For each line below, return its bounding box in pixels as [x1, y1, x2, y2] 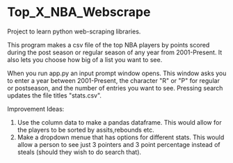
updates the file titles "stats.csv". [7, 91, 102, 100]
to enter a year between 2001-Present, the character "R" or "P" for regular [7, 76, 220, 84]
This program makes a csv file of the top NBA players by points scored [7, 40, 210, 49]
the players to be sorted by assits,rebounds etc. [17, 125, 154, 134]
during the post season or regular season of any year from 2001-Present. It [7, 48, 223, 56]
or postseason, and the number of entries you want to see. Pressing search [7, 84, 223, 92]
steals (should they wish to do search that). [17, 148, 141, 156]
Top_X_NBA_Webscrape [7, 4, 151, 20]
